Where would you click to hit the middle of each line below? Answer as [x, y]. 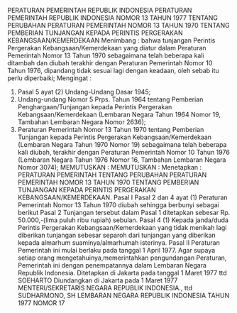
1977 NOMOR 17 [41, 303]
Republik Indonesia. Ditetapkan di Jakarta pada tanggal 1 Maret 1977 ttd [122, 273]
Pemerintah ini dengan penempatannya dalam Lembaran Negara [112, 265]
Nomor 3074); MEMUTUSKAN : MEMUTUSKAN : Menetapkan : [110, 167]
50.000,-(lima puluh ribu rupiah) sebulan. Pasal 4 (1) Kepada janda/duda [123, 220]
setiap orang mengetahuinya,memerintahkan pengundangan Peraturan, [122, 258]
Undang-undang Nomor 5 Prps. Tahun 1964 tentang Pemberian [110, 99]
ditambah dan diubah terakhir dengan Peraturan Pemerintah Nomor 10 [110, 63]
